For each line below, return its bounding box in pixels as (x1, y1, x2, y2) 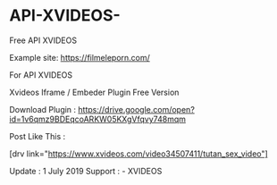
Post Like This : (9, 130, 66, 141)
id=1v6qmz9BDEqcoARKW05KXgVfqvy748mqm (9, 114, 186, 124)
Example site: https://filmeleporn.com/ (9, 52, 150, 63)
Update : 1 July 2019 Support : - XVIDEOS (9, 165, 163, 176)
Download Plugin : (9, 104, 77, 114)
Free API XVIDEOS (9, 35, 78, 46)
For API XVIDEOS (9, 69, 73, 80)
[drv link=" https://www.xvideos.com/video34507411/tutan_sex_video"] (9, 148, 268, 159)
